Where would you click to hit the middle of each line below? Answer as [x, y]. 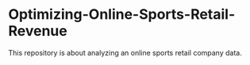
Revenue [38, 31]
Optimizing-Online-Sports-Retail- [122, 14]
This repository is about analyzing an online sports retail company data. [125, 52]
